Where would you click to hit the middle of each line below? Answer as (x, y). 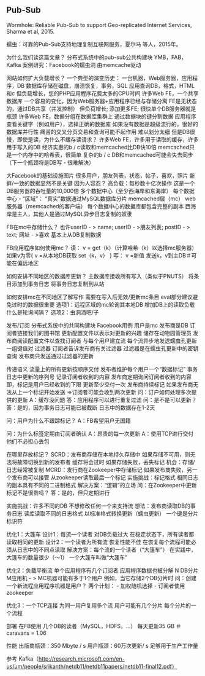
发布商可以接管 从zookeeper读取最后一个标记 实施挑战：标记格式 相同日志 (105, 477)
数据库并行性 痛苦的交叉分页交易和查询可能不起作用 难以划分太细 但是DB (98, 132)
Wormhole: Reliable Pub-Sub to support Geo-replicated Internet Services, (99, 25)
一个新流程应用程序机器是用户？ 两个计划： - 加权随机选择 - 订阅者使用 (96, 586)
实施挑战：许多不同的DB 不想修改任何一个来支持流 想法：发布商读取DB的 (99, 506)
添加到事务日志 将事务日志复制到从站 (58, 284)
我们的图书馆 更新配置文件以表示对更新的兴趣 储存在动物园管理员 (109, 333)
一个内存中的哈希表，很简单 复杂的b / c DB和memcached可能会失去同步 (102, 155)
